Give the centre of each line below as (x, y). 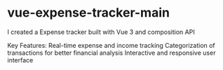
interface (20, 60)
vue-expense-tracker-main (89, 13)
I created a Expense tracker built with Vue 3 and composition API (101, 32)
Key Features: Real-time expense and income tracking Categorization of (111, 45)
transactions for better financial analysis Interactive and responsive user (111, 53)
